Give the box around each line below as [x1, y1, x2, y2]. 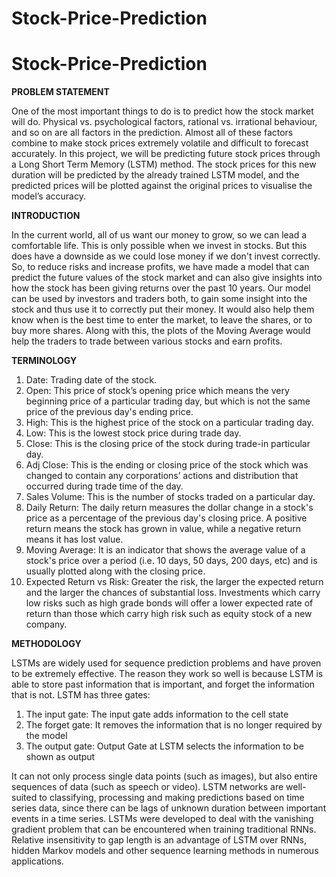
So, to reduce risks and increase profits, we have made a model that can [11, 261, 310, 273]
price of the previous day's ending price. [25, 406, 194, 418]
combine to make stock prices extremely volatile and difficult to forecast [11, 137, 309, 149]
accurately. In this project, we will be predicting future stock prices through [11, 148, 321, 160]
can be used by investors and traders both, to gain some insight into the [11, 293, 308, 305]
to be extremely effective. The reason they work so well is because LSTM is [11, 668, 324, 680]
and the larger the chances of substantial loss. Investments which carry [25, 587, 321, 599]
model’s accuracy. [11, 190, 86, 202]
